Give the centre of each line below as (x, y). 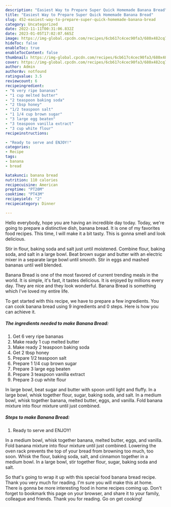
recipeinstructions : (27, 133)
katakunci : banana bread (32, 175)
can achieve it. (21, 312)
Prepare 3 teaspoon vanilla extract (49, 374)
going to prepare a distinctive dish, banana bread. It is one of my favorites (83, 228)
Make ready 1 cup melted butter (46, 341)
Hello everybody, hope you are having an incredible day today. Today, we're (85, 223)
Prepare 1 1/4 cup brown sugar (45, 363)
